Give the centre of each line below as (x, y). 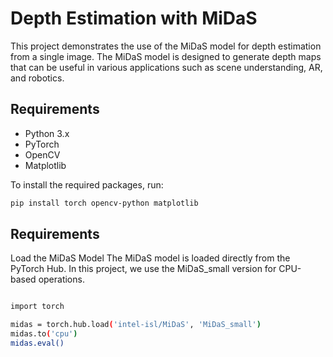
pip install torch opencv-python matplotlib (104, 203)
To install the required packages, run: (87, 184)
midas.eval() (37, 343)
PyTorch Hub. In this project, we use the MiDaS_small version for (143, 269)
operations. (61, 279)
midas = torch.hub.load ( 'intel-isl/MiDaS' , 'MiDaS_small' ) (136, 325)
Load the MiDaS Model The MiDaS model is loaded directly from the (150, 258)
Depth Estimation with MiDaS (134, 18)
